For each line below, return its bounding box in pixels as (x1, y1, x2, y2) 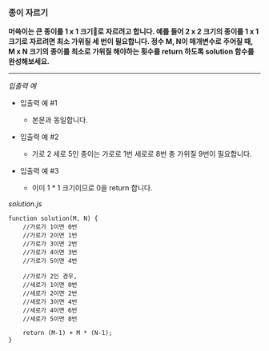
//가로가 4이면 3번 (22, 249, 78, 257)
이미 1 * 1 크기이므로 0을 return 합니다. (31, 183, 153, 193)
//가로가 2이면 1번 (22, 232, 78, 240)
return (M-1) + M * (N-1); (22, 329, 113, 337)
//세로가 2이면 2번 (22, 289, 78, 297)
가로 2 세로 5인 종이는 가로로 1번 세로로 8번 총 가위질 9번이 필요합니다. (31, 150, 252, 159)
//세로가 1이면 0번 (22, 281, 78, 289)
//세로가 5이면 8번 (22, 315, 78, 323)
